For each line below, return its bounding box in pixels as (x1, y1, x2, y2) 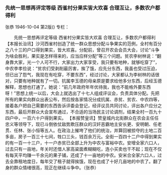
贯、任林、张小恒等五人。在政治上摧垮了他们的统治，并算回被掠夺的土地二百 (5, 127, 162, 133)
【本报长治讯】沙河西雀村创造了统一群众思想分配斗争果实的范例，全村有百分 (5, 41, 162, 47)
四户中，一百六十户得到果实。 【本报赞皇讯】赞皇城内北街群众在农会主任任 (5, 115, 159, 121)
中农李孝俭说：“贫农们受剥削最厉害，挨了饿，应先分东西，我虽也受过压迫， (5, 65, 160, 71)
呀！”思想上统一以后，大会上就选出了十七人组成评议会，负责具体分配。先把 (5, 90, 160, 96)
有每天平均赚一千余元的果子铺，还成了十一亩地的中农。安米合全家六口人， (5, 152, 158, 158)
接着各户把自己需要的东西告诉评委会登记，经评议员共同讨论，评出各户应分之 (5, 103, 162, 109)
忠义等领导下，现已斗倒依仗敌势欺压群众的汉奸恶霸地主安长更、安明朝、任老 (5, 121, 162, 127)
